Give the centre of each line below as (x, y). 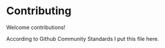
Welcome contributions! (36, 27)
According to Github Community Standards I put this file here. (83, 39)
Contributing (39, 11)
